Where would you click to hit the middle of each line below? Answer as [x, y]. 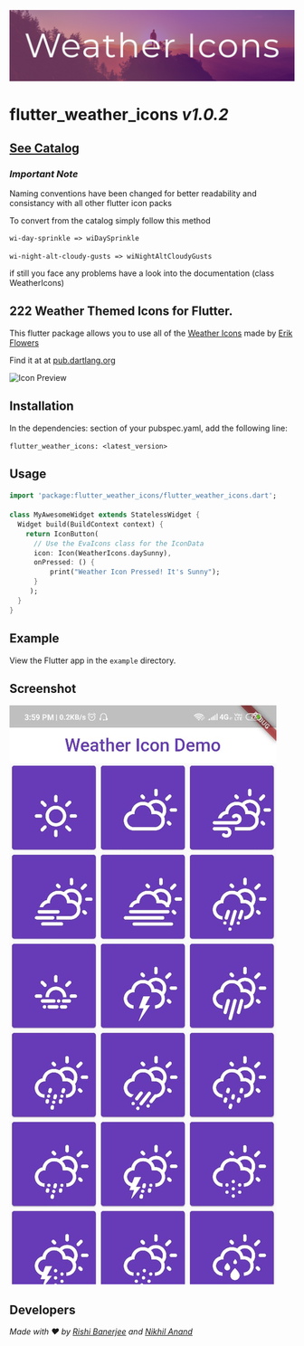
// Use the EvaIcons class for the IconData [119, 544]
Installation [42, 407]
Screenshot [43, 688]
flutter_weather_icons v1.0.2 [119, 115]
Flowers [24, 342]
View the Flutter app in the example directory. [93, 660]
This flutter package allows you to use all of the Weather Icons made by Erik [151, 333]
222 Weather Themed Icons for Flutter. [121, 312]
